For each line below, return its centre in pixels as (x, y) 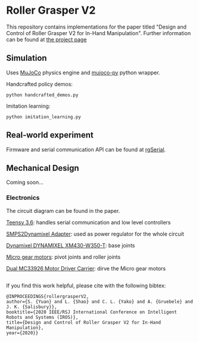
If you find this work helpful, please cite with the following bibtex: (86, 285)
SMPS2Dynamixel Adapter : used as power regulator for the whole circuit (95, 234)
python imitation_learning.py (44, 117)
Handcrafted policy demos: (40, 84)
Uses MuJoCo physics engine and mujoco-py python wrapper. (83, 73)
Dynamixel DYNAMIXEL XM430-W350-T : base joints (71, 245)
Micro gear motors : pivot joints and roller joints (63, 257)
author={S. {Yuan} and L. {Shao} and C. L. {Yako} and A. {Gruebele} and (100, 302)
